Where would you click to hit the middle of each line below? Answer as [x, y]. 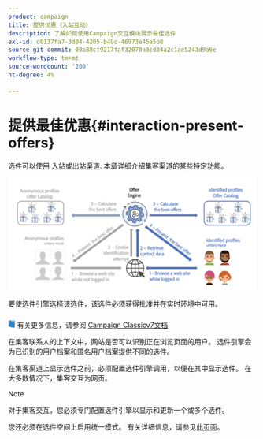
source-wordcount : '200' [49, 67]
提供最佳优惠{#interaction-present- [126, 125]
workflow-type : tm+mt [44, 58]
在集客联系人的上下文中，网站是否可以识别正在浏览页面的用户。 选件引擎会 [130, 341]
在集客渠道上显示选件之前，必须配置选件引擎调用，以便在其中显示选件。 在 [130, 368]
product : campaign [38, 17]
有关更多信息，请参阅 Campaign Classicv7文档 [93, 325]
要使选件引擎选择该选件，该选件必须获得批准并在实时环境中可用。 [115, 303]
